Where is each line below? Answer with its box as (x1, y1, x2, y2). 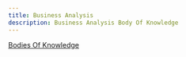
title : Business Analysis (8, 11, 93, 20)
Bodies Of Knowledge (8, 40, 79, 49)
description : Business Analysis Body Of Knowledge (8, 19, 179, 27)
